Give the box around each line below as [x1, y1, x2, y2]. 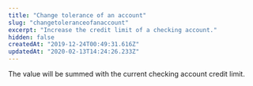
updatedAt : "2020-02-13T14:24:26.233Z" [8, 48, 140, 56]
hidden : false [8, 33, 55, 41]
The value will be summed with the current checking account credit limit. [8, 70, 245, 78]
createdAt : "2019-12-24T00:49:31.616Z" [8, 41, 140, 48]
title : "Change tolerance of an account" [8, 11, 147, 20]
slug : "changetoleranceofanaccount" [8, 19, 129, 27]
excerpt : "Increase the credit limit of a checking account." [8, 26, 217, 34]
